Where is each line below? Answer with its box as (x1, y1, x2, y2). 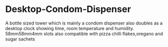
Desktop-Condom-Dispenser (5, 3, 131, 15)
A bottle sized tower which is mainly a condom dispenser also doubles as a (5, 20, 163, 26)
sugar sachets (5, 36, 35, 42)
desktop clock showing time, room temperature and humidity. (5, 25, 134, 31)
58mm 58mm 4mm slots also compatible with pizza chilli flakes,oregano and (5, 30, 163, 36)
